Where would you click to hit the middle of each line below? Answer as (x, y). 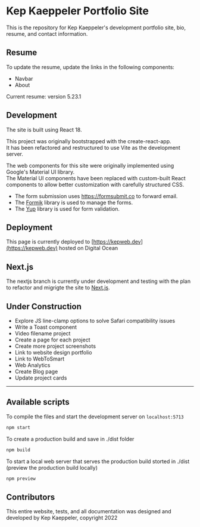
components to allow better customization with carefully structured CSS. (95, 184)
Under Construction (44, 306)
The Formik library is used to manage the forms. (74, 202)
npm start (18, 427)
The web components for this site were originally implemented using (90, 165)
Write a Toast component (46, 327)
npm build (18, 450)
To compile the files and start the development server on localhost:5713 (95, 417)
